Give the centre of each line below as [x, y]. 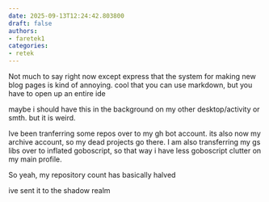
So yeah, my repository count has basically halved [92, 175]
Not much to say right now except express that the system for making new [132, 76]
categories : [28, 46]
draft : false [30, 23]
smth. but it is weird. [42, 118]
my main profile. [35, 159]
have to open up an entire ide [57, 93]
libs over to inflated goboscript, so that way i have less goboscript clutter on [135, 151]
